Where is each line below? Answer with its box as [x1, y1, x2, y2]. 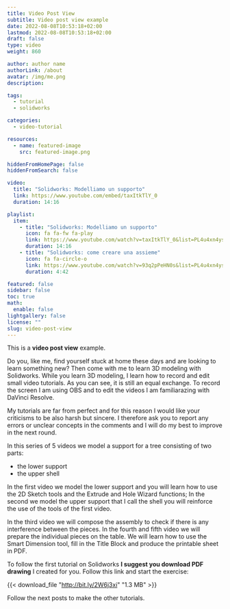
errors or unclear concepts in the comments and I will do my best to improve [7, 422, 222, 430]
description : [7, 79, 44, 86]
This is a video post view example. [7, 344, 106, 352]
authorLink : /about [7, 66, 63, 74]
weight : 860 [7, 49, 41, 55]
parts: [7, 449, 24, 457]
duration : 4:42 [25, 268, 69, 275]
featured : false [7, 281, 53, 287]
